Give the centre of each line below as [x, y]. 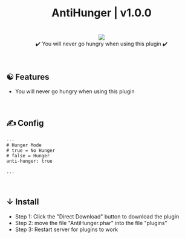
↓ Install [23, 202]
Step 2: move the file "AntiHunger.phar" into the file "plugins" [91, 223]
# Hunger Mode [24, 145]
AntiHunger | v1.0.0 [102, 13]
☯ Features [28, 77]
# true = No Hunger [31, 151]
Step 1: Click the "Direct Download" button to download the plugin [97, 216]
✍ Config [25, 123]
